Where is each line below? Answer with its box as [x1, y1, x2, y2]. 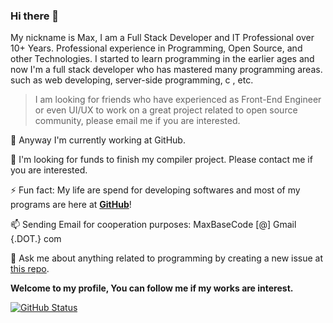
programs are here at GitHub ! [10, 199, 132, 211]
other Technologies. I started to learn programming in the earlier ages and [10, 53, 315, 65]
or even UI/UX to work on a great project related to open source [34, 104, 298, 116]
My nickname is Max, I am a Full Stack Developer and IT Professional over [10, 32, 315, 44]
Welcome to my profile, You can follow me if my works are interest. [10, 282, 294, 294]
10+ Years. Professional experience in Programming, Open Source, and [10, 42, 303, 54]
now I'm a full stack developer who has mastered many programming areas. [10, 64, 323, 76]
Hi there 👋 [10, 9, 60, 23]
